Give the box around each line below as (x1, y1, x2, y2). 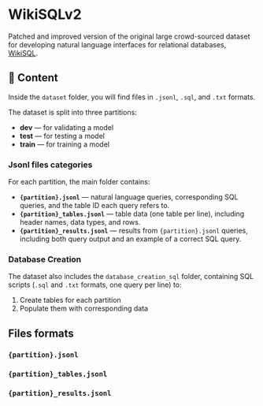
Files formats (8, 326, 75, 340)
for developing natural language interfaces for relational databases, (8, 39, 227, 49)
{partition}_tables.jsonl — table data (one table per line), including (19, 209, 245, 218)
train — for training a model (19, 140, 110, 149)
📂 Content (8, 71, 59, 84)
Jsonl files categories (8, 159, 93, 170)
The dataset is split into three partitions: (8, 107, 138, 117)
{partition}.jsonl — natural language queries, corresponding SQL (19, 192, 239, 202)
